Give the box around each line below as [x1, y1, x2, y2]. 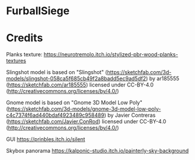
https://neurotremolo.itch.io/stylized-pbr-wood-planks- [43, 51, 178, 58]
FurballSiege [6, 4, 70, 18]
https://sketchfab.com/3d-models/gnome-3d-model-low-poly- [8, 105, 161, 113]
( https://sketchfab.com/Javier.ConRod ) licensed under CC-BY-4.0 [6, 118, 167, 125]
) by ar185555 [145, 75, 180, 82]
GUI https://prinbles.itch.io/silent [6, 136, 86, 143]
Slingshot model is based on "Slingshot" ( [6, 69, 108, 76]
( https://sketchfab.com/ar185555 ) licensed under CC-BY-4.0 [6, 81, 154, 88]
